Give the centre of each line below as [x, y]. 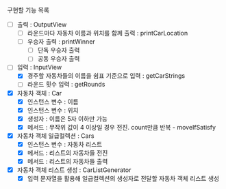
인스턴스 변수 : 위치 [53, 110]
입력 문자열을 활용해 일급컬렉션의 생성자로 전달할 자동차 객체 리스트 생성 [123, 179]
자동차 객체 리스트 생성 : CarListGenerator [74, 170]
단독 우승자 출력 [59, 50]
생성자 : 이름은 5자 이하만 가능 [67, 119]
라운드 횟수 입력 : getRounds [66, 85]
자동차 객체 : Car [39, 93]
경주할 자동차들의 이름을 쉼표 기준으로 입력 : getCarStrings [106, 76]
